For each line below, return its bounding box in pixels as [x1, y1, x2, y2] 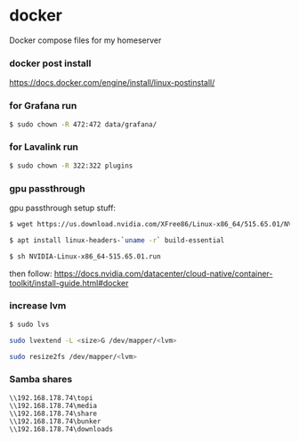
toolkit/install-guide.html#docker [9, 277, 129, 288]
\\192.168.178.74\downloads [9, 424, 114, 433]
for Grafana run [9, 100, 77, 112]
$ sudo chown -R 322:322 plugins [9, 161, 133, 170]
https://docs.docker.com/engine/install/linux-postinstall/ [9, 78, 215, 88]
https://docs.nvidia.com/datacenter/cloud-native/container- [53, 268, 273, 279]
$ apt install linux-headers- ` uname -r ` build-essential [9, 235, 225, 245]
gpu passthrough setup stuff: [9, 202, 117, 213]
